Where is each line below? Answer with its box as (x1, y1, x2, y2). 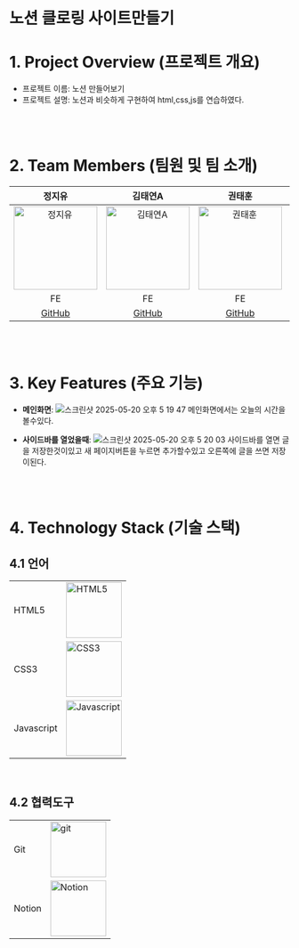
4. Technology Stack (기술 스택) (9, 518, 241, 539)
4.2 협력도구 (9, 795, 74, 810)
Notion (13, 902, 42, 914)
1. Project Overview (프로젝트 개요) (9, 53, 261, 72)
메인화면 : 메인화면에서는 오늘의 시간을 (21, 404, 287, 415)
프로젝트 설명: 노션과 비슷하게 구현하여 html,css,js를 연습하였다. (21, 94, 245, 105)
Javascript (13, 722, 58, 734)
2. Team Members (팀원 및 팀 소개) (9, 156, 258, 176)
